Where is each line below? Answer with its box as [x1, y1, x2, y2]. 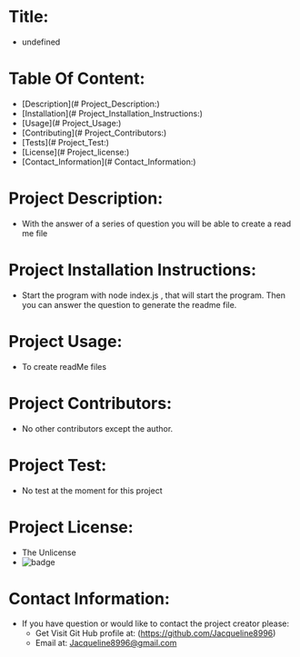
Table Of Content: [8, 68, 145, 89]
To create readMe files [21, 361, 106, 372]
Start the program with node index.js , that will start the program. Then [21, 289, 285, 301]
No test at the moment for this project [21, 484, 163, 496]
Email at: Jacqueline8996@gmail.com [35, 638, 177, 649]
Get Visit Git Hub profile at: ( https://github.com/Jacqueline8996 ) [35, 628, 276, 639]
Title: [8, 6, 49, 27]
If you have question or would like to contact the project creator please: [21, 618, 290, 629]
